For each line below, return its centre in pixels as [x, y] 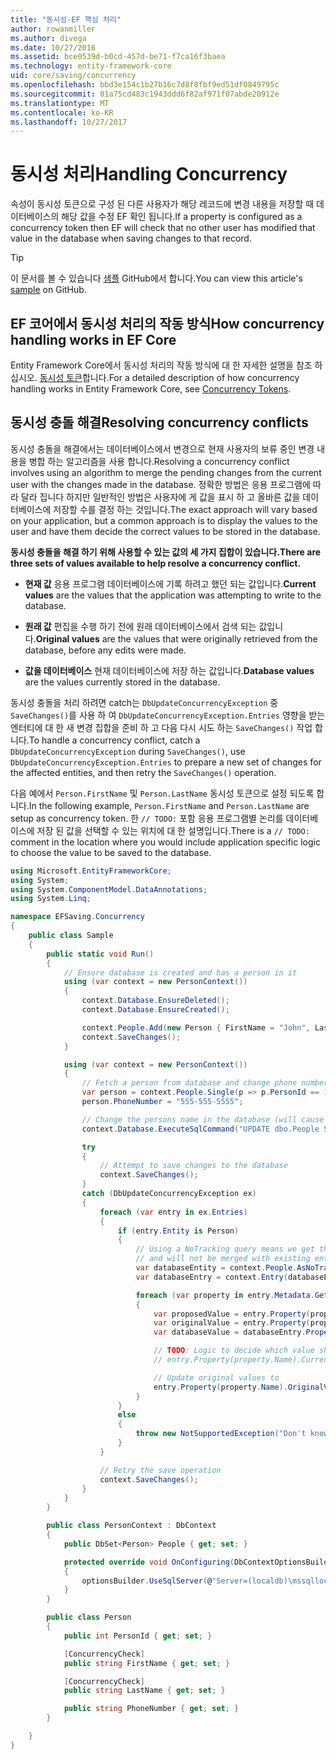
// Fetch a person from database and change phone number [205, 1083]
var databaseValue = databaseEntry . [230, 1332]
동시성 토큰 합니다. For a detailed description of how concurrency [169, 377]
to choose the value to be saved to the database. [111, 852]
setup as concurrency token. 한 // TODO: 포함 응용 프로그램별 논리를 [147, 818]
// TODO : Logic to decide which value [234, 1351]
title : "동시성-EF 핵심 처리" [66, 19]
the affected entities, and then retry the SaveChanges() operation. [143, 772]
